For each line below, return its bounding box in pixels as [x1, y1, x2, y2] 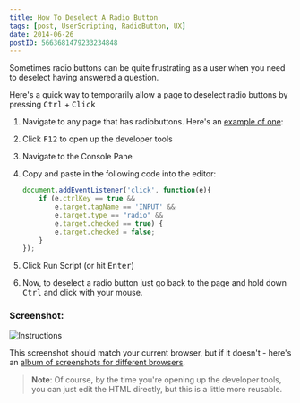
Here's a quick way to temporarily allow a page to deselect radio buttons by [9, 90, 288, 100]
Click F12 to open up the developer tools [21, 133, 173, 144]
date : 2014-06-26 [9, 30, 74, 39]
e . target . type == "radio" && [55, 210, 164, 219]
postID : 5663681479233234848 [9, 38, 118, 47]
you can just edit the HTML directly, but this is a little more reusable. [30, 383, 283, 394]
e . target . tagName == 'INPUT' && [55, 202, 176, 211]
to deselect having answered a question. [9, 73, 159, 83]
